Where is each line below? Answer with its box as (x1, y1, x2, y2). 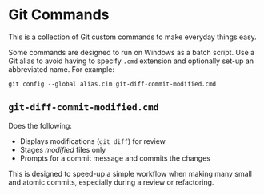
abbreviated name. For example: (8, 64, 114, 74)
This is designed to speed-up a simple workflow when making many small (8, 169, 252, 178)
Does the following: (8, 121, 72, 130)
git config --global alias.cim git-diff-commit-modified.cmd (8, 80, 217, 88)
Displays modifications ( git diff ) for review (19, 136, 166, 145)
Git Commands (8, 6, 110, 24)
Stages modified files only (19, 145, 106, 154)
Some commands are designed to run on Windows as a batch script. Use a (8, 47, 255, 57)
